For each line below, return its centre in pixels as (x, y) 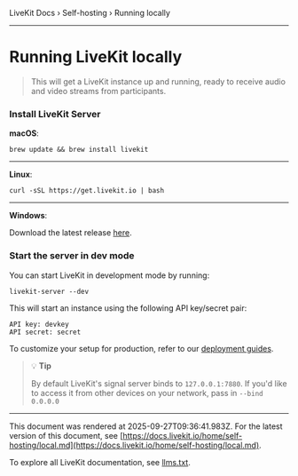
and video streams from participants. (98, 91)
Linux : (21, 175)
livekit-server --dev (49, 291)
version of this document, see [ (66, 435)
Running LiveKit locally (96, 57)
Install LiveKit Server (55, 114)
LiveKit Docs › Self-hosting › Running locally (90, 13)
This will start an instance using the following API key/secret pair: (128, 308)
